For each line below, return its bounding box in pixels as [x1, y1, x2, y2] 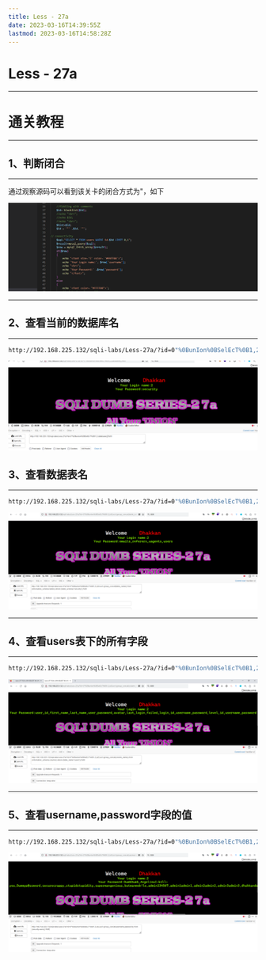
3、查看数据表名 [8, 468, 89, 481]
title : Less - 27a [8, 13, 69, 21]
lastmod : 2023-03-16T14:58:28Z [8, 29, 112, 37]
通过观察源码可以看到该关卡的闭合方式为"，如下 [8, 187, 165, 196]
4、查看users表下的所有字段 [8, 634, 148, 648]
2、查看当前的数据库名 [8, 317, 120, 330]
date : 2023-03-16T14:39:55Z [8, 21, 101, 29]
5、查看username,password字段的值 [8, 808, 192, 822]
